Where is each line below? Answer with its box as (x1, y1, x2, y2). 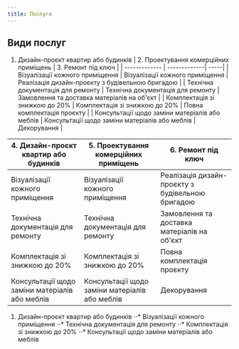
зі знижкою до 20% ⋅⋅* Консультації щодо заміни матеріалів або (17, 328, 213, 336)
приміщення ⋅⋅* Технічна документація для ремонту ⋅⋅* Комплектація (17, 320, 229, 328)
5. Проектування (88, 140, 149, 150)
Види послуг (7, 37, 66, 49)
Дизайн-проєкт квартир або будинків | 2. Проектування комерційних (17, 56, 230, 64)
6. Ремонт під (169, 145, 219, 155)
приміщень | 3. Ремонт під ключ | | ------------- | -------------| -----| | (17, 63, 229, 72)
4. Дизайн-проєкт (11, 140, 77, 150)
